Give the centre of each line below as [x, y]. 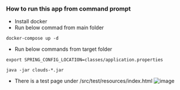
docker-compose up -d [32, 39]
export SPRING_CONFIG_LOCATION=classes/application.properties [85, 60]
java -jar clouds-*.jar [35, 70]
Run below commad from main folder [59, 27]
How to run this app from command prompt [68, 9]
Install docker [31, 22]
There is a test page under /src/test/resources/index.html [84, 81]
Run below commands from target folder [63, 49]
